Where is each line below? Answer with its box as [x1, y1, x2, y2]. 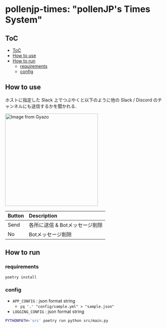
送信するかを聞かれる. [31, 103, 76, 109]
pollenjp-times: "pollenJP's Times [5, 3, 151, 15]
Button [7, 212, 24, 219]
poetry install [5, 274, 37, 279]
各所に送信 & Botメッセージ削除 [28, 221, 103, 228]
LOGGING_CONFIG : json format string [12, 308, 84, 314]
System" [5, 14, 42, 25]
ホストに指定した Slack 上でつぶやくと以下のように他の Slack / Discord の [5, 96, 158, 103]
